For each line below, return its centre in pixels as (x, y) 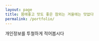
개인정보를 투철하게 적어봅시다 (35, 34)
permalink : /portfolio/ (30, 19)
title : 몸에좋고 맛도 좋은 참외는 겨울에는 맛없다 (49, 14)
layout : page (19, 10)
